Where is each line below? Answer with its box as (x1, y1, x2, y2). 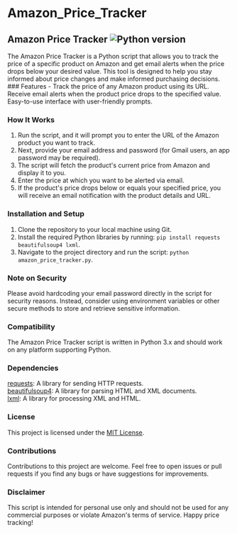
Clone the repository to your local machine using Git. (17, 225, 172, 233)
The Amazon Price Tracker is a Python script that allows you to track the (7, 52, 219, 60)
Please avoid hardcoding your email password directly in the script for (7, 289, 212, 297)
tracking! (7, 518, 33, 527)
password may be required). (17, 154, 101, 162)
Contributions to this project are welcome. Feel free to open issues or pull (7, 462, 222, 471)
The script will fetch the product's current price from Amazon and (17, 161, 211, 169)
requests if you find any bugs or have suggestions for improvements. (7, 469, 209, 478)
